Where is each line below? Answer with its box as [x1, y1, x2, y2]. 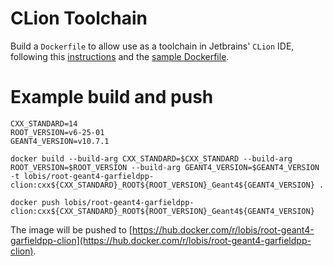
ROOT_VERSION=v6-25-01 [10, 127, 105, 137]
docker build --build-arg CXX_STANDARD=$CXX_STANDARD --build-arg [10, 153, 293, 164]
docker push [10, 197, 60, 207]
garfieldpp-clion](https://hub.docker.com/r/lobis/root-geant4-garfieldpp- [10, 234, 312, 246]
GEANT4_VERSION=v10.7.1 [10, 136, 110, 146]
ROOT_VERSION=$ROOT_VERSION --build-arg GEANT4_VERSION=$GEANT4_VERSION [10, 162, 320, 172]
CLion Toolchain [10, 7, 148, 30]
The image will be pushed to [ [10, 223, 133, 236]
